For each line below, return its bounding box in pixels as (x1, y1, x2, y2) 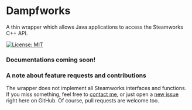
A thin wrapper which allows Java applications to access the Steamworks (6, 23, 183, 30)
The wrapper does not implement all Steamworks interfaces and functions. (6, 85, 187, 92)
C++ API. (6, 29, 28, 36)
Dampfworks (6, 4, 71, 18)
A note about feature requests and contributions (6, 71, 146, 80)
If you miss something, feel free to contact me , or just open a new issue (6, 91, 179, 98)
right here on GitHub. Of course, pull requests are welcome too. (6, 97, 160, 104)
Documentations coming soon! (6, 56, 96, 64)
